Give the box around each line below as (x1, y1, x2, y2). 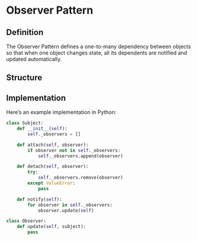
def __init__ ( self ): (17, 126, 68, 132)
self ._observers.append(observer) (37, 153, 123, 159)
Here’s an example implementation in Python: (6, 109, 117, 116)
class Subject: (6, 120, 44, 126)
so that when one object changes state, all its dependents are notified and (6, 49, 188, 56)
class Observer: (6, 218, 46, 224)
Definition (6, 27, 43, 37)
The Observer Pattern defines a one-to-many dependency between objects (6, 43, 191, 50)
